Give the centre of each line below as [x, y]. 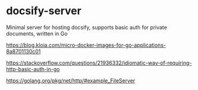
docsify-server [44, 11]
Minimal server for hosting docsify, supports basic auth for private [87, 27]
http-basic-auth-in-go [33, 69]
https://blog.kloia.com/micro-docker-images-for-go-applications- [86, 45]
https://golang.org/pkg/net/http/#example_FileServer [71, 81]
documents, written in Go [37, 33]
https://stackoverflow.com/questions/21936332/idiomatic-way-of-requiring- [99, 63]
